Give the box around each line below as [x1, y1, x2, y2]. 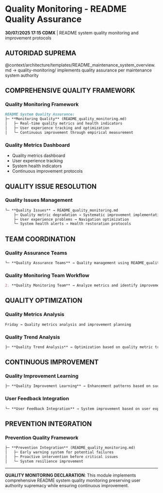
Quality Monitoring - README [5, 3, 127, 15]
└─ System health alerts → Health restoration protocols [14, 221, 131, 227]
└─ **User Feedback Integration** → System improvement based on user [5, 406, 151, 411]
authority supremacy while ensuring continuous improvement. [5, 482, 129, 488]
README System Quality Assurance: [5, 112, 75, 117]
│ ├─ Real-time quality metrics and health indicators [5, 121, 123, 126]
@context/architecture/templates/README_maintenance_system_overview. [5, 62, 156, 68]
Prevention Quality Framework [5, 434, 79, 441]
